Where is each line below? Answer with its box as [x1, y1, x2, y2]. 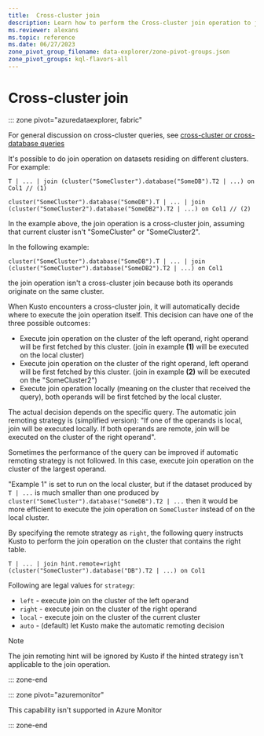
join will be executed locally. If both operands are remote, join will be [8, 423, 230, 433]
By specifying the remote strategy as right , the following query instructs [8, 528, 244, 537]
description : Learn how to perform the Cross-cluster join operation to [8, 19, 251, 27]
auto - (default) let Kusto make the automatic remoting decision [19, 621, 225, 630]
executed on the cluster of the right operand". [8, 432, 156, 441]
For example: [8, 162, 51, 171]
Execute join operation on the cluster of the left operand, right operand [19, 333, 249, 342]
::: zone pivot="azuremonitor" [8, 690, 104, 699]
